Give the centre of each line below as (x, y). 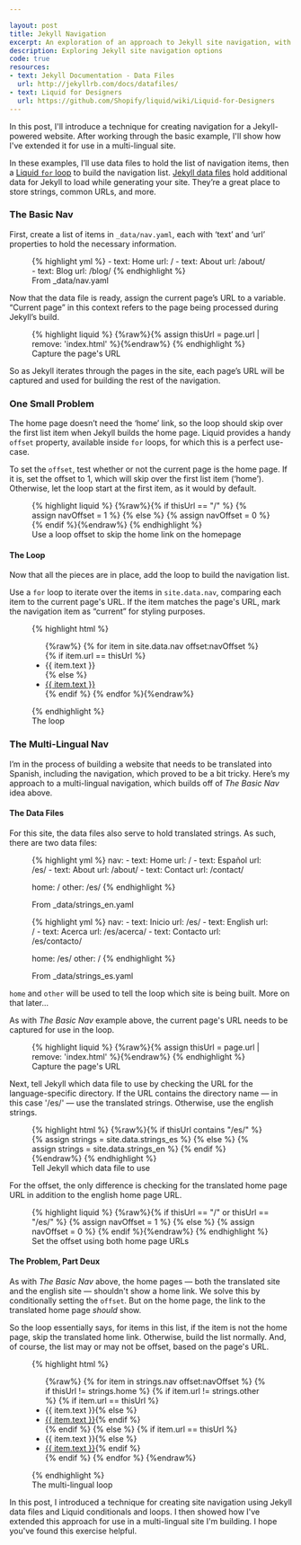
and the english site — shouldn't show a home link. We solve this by (135, 1291)
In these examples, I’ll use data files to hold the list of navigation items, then (149, 163)
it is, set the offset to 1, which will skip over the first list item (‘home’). (137, 479)
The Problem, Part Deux (55, 1261)
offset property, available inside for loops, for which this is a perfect (137, 442)
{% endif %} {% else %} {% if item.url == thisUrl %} (141, 1429)
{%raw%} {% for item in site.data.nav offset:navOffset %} (151, 646)
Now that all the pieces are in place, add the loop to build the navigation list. (150, 575)
